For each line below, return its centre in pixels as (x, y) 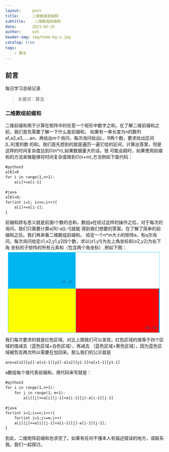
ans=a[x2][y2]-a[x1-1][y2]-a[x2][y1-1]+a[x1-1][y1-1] (63, 362)
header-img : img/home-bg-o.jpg (38, 37)
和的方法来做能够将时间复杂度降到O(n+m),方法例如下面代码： (69, 157)
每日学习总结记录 (23, 89)
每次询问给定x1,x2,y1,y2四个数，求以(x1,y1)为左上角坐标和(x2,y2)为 (83, 241)
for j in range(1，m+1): (40, 393)
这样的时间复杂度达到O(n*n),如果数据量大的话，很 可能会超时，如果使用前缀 (84, 150)
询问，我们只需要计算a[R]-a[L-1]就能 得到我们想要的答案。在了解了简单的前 (83, 229)
